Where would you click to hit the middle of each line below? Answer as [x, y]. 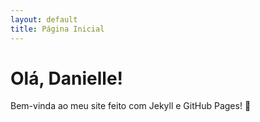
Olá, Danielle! [67, 78]
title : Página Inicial [57, 29]
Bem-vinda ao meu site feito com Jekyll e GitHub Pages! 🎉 [131, 106]
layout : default [44, 19]
